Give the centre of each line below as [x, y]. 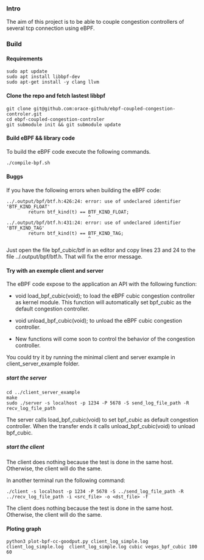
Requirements [25, 59]
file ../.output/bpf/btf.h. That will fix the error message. [75, 256]
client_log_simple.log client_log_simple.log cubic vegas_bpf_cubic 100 [102, 547]
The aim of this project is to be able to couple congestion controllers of [95, 22]
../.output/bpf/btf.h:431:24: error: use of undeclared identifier [94, 223]
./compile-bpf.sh [28, 163]
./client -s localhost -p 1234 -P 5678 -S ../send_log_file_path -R [95, 492]
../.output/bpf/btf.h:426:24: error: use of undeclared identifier [94, 201]
